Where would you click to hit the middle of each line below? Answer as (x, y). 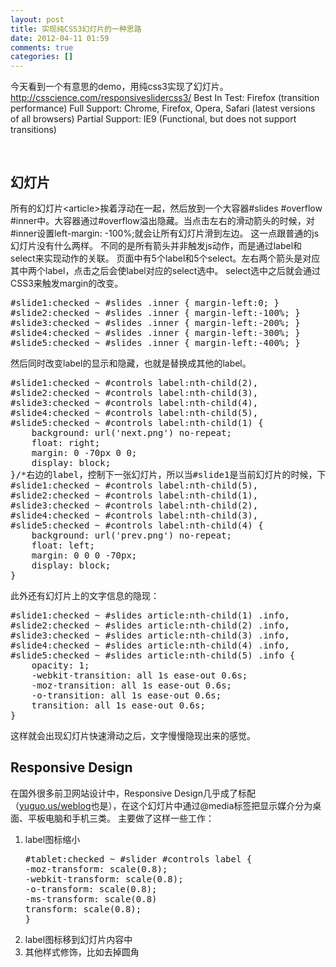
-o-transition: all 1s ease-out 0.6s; (126, 695)
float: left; (63, 545)
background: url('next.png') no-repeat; (132, 432)
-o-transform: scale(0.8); (91, 889)
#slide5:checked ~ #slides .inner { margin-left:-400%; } (155, 342)
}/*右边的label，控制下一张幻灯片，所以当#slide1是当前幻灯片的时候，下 (168, 474)
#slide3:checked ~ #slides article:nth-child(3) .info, (150, 635)
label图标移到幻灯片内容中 (78, 939)
